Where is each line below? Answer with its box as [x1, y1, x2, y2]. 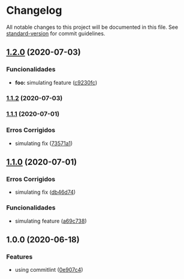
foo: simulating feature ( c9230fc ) [14, 79, 98, 86]
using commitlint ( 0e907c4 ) [14, 266, 83, 274]
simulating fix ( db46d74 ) [14, 188, 76, 196]
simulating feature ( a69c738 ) [14, 217, 87, 224]
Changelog [6, 4, 62, 17]
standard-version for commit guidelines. [6, 29, 105, 37]
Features [6, 253, 33, 261]
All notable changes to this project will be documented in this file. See [6, 23, 179, 31]
